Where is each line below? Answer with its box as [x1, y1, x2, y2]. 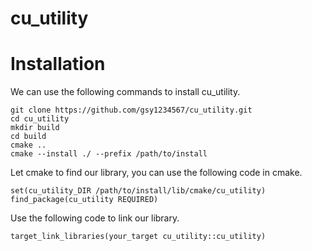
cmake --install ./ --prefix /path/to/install [10, 149, 208, 159]
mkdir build [10, 123, 60, 133]
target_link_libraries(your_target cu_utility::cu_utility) [10, 232, 267, 242]
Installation [10, 53, 106, 76]
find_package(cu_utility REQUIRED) [10, 195, 159, 205]
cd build [10, 132, 47, 142]
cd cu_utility [10, 114, 70, 124]
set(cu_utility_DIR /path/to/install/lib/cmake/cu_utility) [10, 186, 267, 196]
